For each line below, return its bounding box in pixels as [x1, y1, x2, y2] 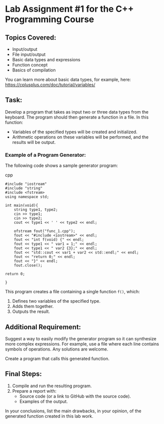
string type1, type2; [14, 207, 58, 212]
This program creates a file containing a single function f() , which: [5, 289, 141, 295]
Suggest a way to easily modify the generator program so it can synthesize [5, 335, 157, 341]
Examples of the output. [19, 398, 68, 404]
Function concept [12, 62, 48, 68]
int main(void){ [5, 203, 38, 208]
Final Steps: [5, 370, 42, 378]
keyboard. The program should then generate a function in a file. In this [5, 114, 149, 120]
